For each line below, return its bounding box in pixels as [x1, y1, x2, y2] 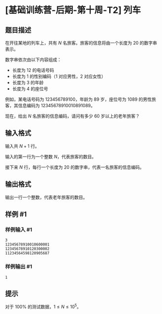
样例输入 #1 [5, 226, 32, 233]
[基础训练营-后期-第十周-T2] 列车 [5, 4, 141, 16]
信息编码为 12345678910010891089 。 [18, 103, 95, 108]
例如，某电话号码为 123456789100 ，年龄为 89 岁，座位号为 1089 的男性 [5, 96, 152, 102]
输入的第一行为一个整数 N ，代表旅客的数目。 [5, 153, 96, 159]
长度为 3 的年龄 [12, 80, 44, 85]
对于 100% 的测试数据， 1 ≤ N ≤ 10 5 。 [5, 303, 81, 310]
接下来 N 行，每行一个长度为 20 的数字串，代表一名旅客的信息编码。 [5, 164, 144, 170]
